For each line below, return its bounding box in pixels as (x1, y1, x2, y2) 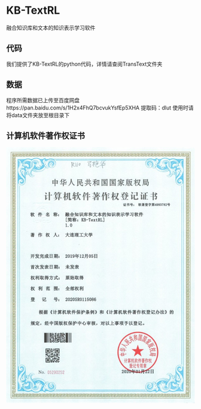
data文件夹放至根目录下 (11, 111, 70, 118)
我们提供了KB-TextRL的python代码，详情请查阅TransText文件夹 (6, 60, 163, 68)
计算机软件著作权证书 (6, 130, 85, 141)
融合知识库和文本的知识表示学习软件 (6, 24, 96, 31)
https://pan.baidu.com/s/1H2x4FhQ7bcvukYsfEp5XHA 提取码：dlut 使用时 (6, 104, 188, 111)
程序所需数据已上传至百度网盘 (6, 96, 80, 103)
